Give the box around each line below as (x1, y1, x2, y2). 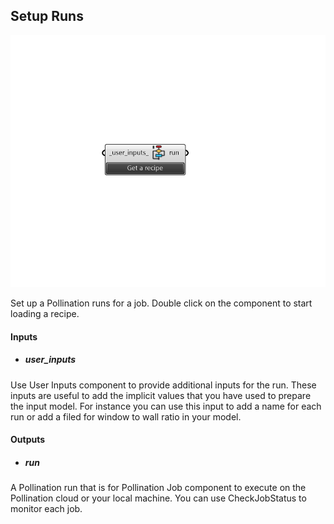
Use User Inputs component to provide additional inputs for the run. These (10, 379, 317, 391)
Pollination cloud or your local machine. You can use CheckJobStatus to (10, 492, 307, 504)
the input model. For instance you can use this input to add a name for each (10, 400, 322, 412)
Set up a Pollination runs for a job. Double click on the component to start (10, 297, 313, 309)
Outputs (10, 434, 46, 446)
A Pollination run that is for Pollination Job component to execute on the (10, 482, 307, 494)
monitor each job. (10, 503, 83, 515)
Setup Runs (10, 8, 84, 25)
